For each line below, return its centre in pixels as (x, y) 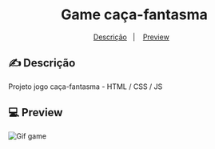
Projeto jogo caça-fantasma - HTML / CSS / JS (86, 87)
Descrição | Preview (131, 37)
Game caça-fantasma (134, 15)
